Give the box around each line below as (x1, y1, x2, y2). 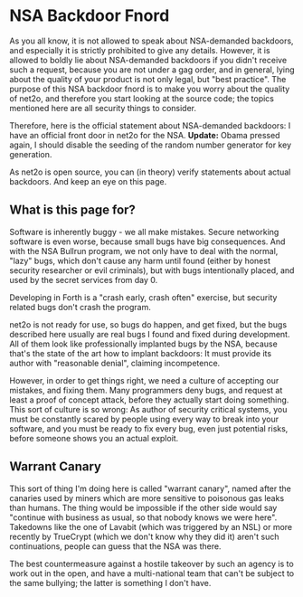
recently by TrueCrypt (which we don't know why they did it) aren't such (9, 531, 279, 542)
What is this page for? (9, 203, 136, 218)
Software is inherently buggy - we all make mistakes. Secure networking (9, 226, 279, 237)
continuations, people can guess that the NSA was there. (9, 540, 222, 552)
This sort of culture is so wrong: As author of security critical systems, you (9, 403, 288, 414)
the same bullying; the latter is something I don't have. (9, 577, 212, 588)
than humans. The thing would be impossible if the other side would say (9, 502, 278, 513)
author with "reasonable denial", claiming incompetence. (9, 357, 221, 368)
